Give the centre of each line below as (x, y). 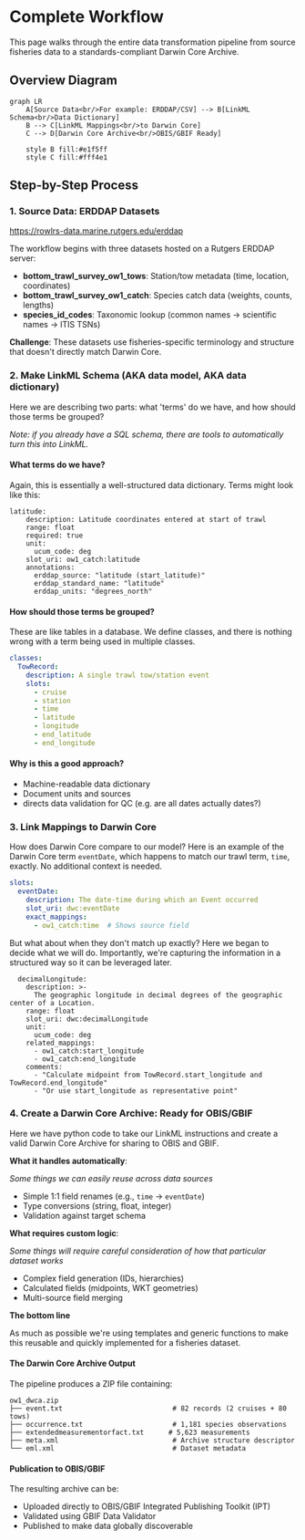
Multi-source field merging (72, 1297)
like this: (25, 494)
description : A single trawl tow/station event (117, 675)
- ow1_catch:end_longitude (85, 1059)
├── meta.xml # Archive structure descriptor (152, 1441)
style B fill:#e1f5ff (66, 149)
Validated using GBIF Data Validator (89, 1516)
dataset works (36, 1260)
